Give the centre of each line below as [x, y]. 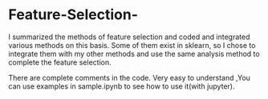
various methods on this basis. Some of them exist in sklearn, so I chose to [132, 45]
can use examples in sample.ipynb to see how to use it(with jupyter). [122, 86]
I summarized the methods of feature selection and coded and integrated [129, 37]
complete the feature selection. [60, 62]
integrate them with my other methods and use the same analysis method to [134, 53]
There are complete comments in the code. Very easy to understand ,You [130, 77]
